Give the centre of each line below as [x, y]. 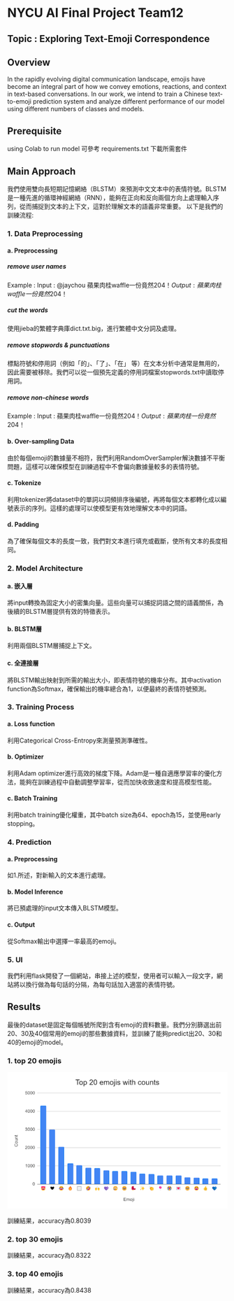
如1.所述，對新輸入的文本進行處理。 [58, 875]
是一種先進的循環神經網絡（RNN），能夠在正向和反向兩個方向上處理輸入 [110, 198]
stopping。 [23, 824]
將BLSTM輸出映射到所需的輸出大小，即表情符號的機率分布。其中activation [114, 680]
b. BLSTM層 [25, 628]
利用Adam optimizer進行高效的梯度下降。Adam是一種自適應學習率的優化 [112, 773]
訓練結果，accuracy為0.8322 [49, 1256]
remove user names [37, 267]
